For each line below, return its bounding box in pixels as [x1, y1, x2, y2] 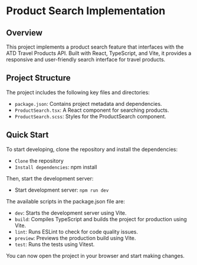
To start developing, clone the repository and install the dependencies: [6, 146, 178, 153]
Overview [6, 28, 43, 38]
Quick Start [6, 130, 49, 140]
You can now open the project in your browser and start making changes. [6, 252, 185, 259]
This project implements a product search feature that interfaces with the [6, 43, 184, 50]
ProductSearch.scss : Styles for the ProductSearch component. [14, 112, 166, 119]
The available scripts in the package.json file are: [6, 198, 125, 205]
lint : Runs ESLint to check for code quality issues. [14, 228, 139, 235]
